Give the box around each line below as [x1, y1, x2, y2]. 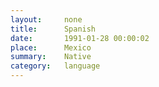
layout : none [10, 14, 83, 25]
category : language [10, 61, 101, 71]
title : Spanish [10, 24, 97, 34]
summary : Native [10, 52, 92, 62]
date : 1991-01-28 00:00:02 [10, 33, 150, 43]
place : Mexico [10, 42, 92, 53]
